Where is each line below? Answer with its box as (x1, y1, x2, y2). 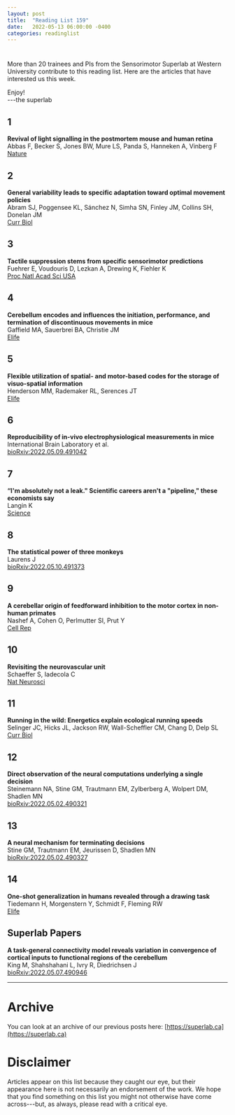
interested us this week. (7, 75, 76, 83)
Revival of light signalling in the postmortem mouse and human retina (7, 134, 213, 143)
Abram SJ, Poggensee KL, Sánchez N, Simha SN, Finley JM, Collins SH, (7, 204, 214, 212)
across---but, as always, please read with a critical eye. (7, 1100, 168, 1108)
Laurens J (7, 555, 36, 563)
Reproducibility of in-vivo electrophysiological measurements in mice (7, 433, 215, 441)
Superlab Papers (7, 928, 82, 939)
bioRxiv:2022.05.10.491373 (7, 562, 85, 571)
